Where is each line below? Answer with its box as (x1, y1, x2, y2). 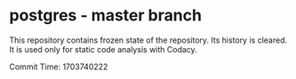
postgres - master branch (9, 5, 203, 26)
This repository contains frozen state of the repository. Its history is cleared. (9, 35, 287, 45)
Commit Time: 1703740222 (9, 61, 108, 72)
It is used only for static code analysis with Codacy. (9, 43, 197, 54)
